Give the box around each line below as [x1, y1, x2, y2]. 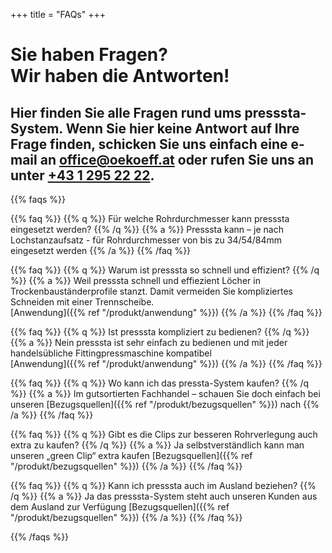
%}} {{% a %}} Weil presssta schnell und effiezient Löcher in [10, 275, 261, 286]
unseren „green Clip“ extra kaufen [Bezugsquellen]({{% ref [10, 450, 253, 461]
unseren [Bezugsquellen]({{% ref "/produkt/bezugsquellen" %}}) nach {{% [10, 399, 320, 410]
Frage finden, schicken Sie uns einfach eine [10, 135, 288, 153]
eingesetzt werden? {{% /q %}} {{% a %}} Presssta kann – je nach [10, 224, 284, 235]
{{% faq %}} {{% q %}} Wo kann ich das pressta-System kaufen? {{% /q [10, 377, 310, 389]
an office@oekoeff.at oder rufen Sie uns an [39, 151, 315, 168]
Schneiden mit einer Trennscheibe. [10, 296, 155, 308]
